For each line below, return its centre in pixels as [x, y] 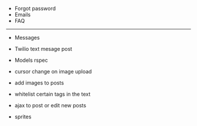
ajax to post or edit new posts [50, 105]
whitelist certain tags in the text [52, 94]
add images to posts [39, 83]
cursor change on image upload [53, 71]
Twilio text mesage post [43, 49]
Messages [27, 38]
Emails [23, 15]
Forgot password [35, 8]
